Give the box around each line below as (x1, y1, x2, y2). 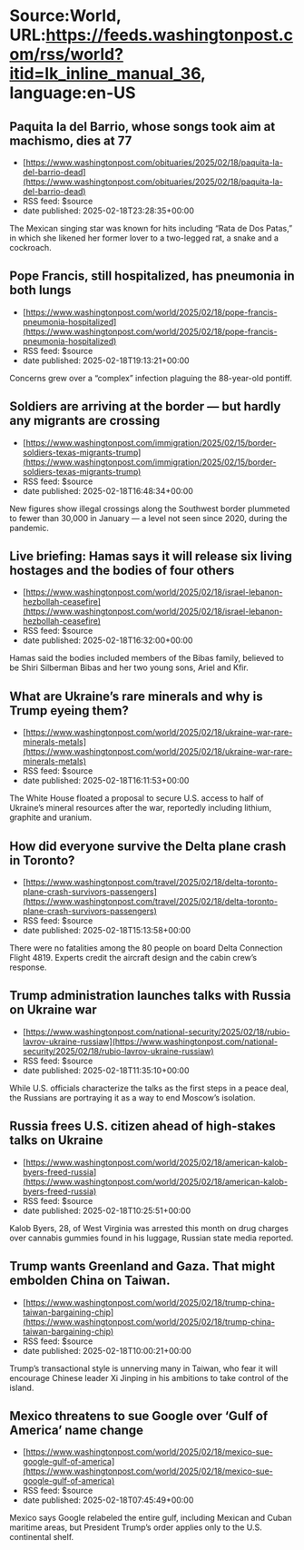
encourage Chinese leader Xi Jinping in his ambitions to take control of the (9, 1372, 289, 1383)
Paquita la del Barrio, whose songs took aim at (9, 119, 276, 134)
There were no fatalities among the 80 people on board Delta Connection (9, 943, 283, 953)
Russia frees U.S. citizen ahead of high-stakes (9, 1119, 277, 1134)
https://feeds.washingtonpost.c (45, 25, 293, 45)
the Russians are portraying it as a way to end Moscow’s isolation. (9, 1091, 256, 1103)
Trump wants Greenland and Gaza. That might (9, 1259, 276, 1274)
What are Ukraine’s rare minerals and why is (9, 688, 263, 704)
